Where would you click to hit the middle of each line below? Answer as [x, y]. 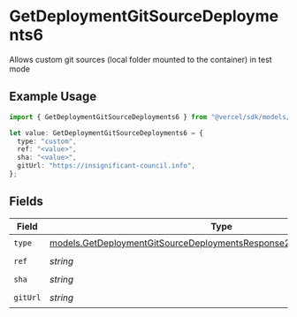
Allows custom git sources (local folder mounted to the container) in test [141, 59]
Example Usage [53, 97]
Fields [27, 202]
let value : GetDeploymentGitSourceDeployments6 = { [106, 133]
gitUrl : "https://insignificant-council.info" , [107, 166]
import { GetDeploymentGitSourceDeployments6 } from [108, 117]
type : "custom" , [47, 141]
